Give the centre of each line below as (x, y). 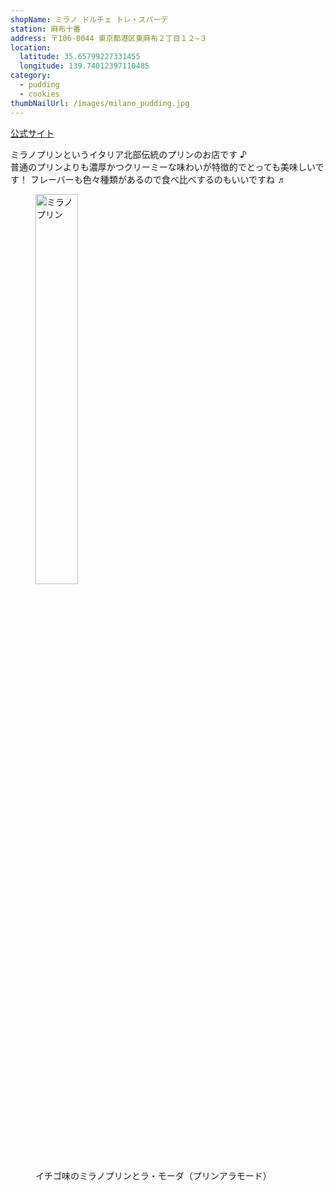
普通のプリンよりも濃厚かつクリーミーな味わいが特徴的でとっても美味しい (163, 167)
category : (31, 76)
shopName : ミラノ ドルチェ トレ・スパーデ (89, 19)
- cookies (39, 94)
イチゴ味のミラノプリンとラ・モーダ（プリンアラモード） (153, 1175)
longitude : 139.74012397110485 (84, 66)
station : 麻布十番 (46, 29)
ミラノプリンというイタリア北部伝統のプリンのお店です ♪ (129, 154)
